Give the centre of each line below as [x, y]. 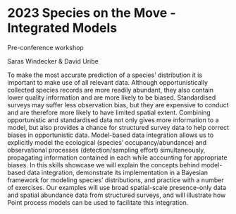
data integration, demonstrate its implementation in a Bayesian [118, 172]
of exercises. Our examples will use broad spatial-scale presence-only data [117, 187]
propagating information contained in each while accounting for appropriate [117, 157]
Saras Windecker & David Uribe [53, 61]
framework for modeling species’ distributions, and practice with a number [116, 180]
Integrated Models [62, 28]
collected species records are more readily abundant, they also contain [110, 90]
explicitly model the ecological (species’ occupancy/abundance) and [107, 142]
